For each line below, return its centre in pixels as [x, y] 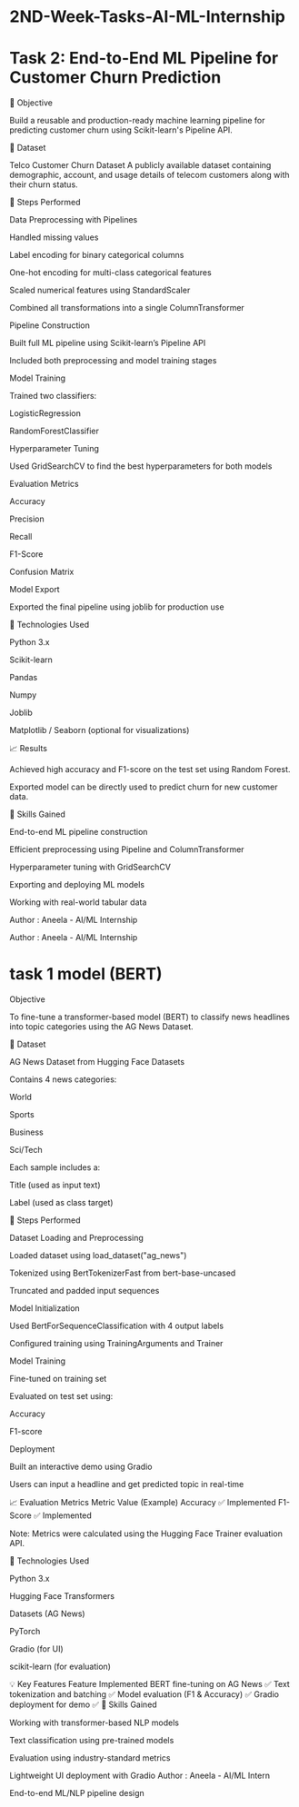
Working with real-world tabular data [78, 902]
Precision [27, 519]
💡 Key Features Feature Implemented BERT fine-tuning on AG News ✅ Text [150, 1684]
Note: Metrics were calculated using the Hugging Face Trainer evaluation [146, 1534]
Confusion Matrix [42, 572]
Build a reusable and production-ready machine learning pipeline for [137, 121]
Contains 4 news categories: [63, 1079]
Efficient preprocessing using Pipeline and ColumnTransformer [127, 849]
